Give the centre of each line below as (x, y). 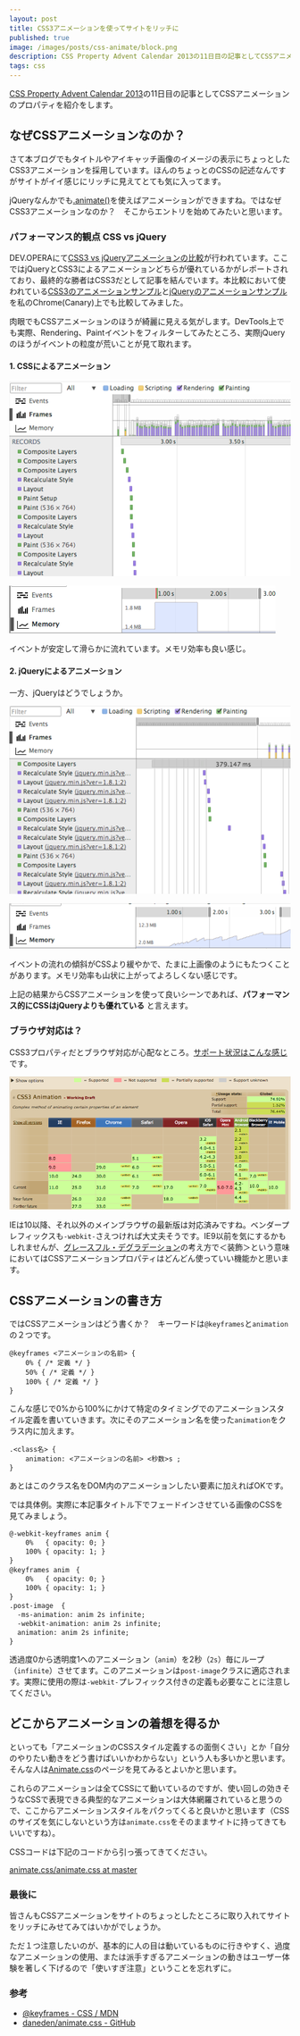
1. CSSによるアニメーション (60, 365)
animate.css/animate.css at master (73, 1869)
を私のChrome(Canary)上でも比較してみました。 (99, 303)
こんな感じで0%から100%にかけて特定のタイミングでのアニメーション (139, 1408)
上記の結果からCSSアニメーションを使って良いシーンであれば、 (126, 994)
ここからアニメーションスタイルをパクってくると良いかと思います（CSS (157, 1810)
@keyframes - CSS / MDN (70, 2014)
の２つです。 (33, 1335)
